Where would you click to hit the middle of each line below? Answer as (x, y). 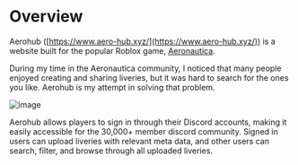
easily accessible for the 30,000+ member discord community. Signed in (144, 131)
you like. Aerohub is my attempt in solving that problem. (112, 87)
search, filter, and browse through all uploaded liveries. (111, 151)
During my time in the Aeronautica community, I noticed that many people (145, 68)
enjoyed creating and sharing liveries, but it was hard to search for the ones (149, 77)
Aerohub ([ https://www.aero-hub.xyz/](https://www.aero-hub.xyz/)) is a (142, 41)
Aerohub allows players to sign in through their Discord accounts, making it (148, 122)
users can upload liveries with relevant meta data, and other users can (139, 141)
